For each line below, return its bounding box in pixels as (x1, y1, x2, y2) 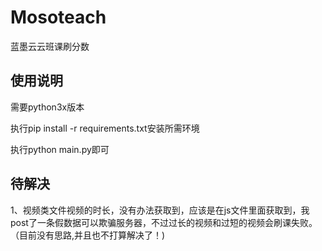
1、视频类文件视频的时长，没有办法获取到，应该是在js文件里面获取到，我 (10, 204, 310, 216)
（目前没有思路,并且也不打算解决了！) (10, 229, 166, 241)
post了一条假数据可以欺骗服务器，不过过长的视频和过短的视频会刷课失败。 (10, 216, 318, 228)
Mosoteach (10, 6, 107, 29)
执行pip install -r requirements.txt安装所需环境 (10, 122, 200, 134)
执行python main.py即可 (10, 143, 110, 155)
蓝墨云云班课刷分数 (10, 40, 90, 52)
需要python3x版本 (10, 101, 85, 113)
